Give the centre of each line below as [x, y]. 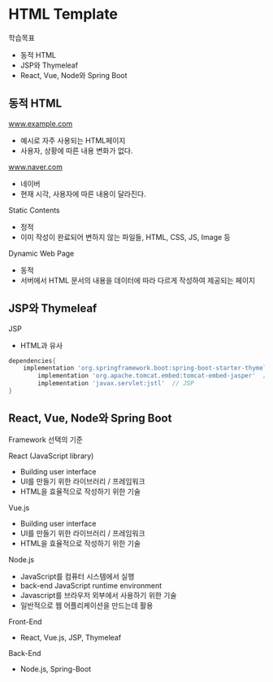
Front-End [25, 621]
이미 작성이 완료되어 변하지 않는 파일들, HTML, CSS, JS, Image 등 [125, 237]
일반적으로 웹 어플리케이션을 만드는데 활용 [87, 605]
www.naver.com [36, 167]
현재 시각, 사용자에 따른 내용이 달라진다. [83, 194]
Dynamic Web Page [41, 253]
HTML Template [63, 14]
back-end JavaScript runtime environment [91, 585]
